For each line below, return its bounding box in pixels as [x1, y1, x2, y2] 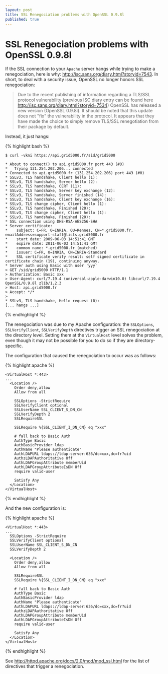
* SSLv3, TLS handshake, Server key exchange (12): [5, 188, 115, 193]
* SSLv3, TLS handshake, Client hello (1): [5, 175, 98, 180]
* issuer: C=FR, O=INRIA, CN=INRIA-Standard [5, 250, 107, 255]
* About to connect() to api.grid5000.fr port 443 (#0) [5, 162, 124, 167]
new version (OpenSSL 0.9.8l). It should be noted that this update [17, 108, 153, 114]
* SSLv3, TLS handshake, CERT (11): [5, 184, 82, 189]
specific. [5, 343, 24, 349]
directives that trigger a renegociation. [5, 663, 84, 669]
